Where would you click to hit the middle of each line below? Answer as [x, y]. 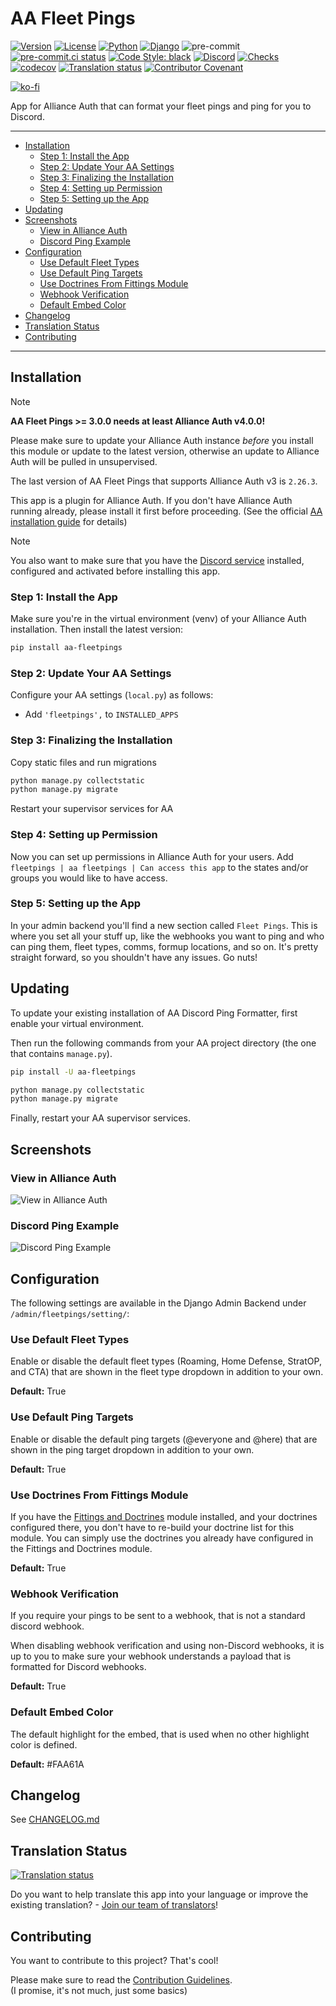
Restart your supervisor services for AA [92, 809]
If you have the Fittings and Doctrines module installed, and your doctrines [164, 1516]
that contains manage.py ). [61, 1053]
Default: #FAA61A [47, 1764]
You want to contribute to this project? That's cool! [114, 1961]
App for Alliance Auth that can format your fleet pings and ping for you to [161, 106]
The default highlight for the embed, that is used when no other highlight [160, 1734]
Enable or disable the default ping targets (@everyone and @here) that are [164, 1439]
